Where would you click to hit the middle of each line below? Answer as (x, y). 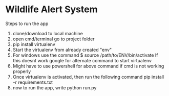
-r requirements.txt (33, 82)
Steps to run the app (27, 23)
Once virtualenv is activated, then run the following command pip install (88, 77)
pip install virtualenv (34, 44)
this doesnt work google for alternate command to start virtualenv (82, 60)
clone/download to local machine (48, 33)
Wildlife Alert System (51, 9)
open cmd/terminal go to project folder (54, 39)
